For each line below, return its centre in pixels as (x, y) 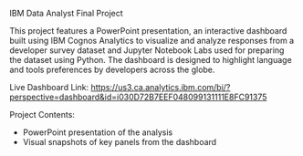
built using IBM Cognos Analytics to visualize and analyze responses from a (152, 41)
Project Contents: (42, 114)
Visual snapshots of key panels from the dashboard (120, 142)
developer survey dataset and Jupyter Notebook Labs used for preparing (147, 50)
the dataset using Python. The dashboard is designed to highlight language (151, 60)
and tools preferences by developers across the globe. (112, 69)
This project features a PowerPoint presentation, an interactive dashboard (148, 31)
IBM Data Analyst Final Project (66, 13)
